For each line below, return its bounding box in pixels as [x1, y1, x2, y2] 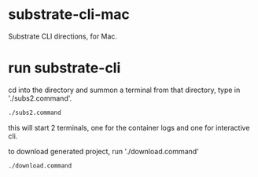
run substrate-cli [8, 59, 121, 77]
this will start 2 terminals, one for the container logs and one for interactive [8, 123, 250, 132]
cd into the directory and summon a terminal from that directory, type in [8, 85, 241, 94]
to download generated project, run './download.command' [8, 146, 199, 156]
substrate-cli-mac [8, 6, 130, 24]
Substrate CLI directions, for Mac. [8, 31, 118, 41]
